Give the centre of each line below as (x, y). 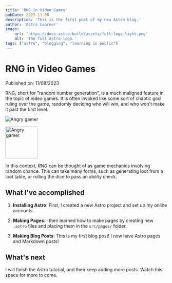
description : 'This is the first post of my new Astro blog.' (73, 19)
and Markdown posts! (36, 241)
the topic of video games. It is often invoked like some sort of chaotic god (83, 98)
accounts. (23, 210)
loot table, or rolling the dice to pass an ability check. (61, 176)
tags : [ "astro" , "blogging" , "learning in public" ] (62, 44)
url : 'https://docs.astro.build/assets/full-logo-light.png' (81, 34)
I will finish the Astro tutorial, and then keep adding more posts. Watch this (84, 270)
